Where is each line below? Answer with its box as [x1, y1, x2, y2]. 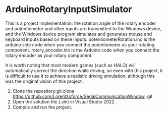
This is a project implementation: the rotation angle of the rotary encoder [5, 20, 156, 26]
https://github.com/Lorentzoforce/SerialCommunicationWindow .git [12, 93, 153, 99]
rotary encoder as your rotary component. [5, 52, 93, 59]
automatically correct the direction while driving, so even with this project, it [5, 67, 163, 74]
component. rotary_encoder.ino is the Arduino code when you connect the [5, 47, 160, 53]
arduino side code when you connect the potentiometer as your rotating [5, 41, 155, 47]
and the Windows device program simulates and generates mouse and [5, 31, 152, 37]
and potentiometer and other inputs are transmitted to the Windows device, [5, 25, 161, 31]
